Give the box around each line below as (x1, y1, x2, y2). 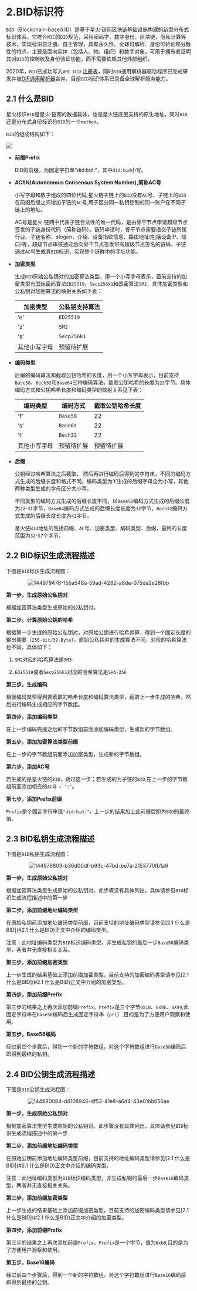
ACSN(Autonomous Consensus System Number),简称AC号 (14, 178, 161, 186)
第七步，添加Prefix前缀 (6, 795, 63, 802)
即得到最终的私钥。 (6, 1050, 53, 1057)
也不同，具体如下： (6, 643, 53, 650)
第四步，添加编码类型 (6, 713, 57, 720)
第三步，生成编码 (6, 680, 47, 687)
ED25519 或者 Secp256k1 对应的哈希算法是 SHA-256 (14, 668, 127, 675)
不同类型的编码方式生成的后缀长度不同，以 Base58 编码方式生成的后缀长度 (14, 497, 190, 504)
